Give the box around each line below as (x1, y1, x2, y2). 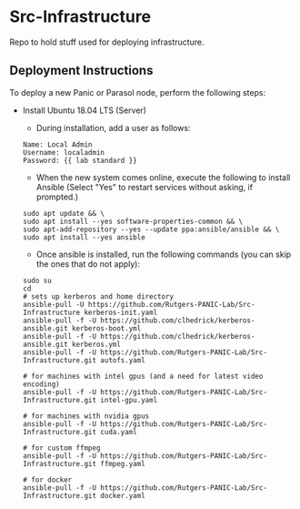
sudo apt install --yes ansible (22, 232, 145, 242)
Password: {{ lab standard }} (22, 156, 138, 165)
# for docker (22, 475, 73, 484)
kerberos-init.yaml (84, 308, 158, 317)
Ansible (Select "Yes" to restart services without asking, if (35, 181, 253, 192)
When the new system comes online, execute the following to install (35, 171, 291, 183)
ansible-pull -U (22, 300, 85, 309)
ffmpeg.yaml (99, 459, 145, 468)
